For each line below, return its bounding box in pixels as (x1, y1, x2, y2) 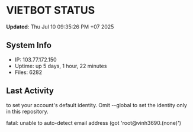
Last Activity (6, 86, 54, 96)
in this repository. (6, 108, 49, 115)
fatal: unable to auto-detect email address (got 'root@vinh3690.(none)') (6, 119, 182, 126)
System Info (6, 40, 52, 50)
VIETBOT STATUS (6, 4, 95, 17)
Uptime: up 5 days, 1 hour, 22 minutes (14, 62, 107, 69)
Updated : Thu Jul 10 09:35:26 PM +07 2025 (6, 23, 114, 30)
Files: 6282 (14, 69, 43, 76)
